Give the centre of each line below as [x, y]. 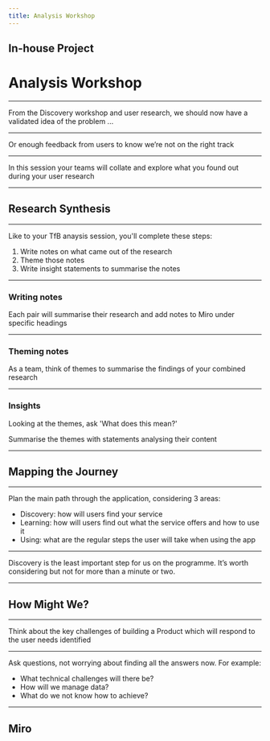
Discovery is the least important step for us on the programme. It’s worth [129, 563]
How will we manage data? [64, 687]
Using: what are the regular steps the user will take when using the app [137, 540]
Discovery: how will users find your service [91, 514]
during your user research [51, 176]
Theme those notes [52, 260]
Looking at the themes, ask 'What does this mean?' [93, 423]
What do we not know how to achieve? [84, 696]
